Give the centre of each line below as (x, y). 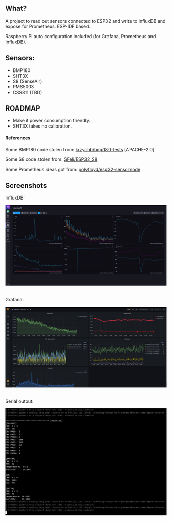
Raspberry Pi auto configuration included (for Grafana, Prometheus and (81, 36)
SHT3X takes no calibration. (42, 126)
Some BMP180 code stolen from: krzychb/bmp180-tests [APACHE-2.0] (80, 149)
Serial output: (19, 401)
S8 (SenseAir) (27, 81)
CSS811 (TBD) (27, 92)
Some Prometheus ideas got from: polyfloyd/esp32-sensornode (73, 169)
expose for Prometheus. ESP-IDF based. (48, 26)
